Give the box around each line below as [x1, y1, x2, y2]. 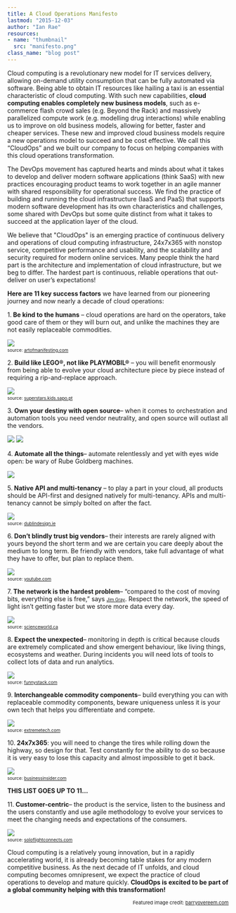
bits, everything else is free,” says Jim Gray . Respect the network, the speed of [7, 594, 229, 603]
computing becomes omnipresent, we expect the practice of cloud [7, 870, 200, 879]
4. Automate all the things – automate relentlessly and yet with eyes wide [7, 449, 219, 458]
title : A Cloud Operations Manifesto [7, 10, 118, 18]
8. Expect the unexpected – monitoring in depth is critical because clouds [7, 635, 220, 643]
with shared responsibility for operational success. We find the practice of [7, 187, 221, 196]
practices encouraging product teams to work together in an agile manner [7, 180, 221, 188]
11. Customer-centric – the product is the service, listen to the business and [7, 800, 225, 808]
